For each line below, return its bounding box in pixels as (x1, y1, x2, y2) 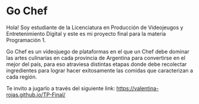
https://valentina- (116, 84, 159, 92)
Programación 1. (6, 36, 46, 43)
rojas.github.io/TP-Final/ (6, 91, 66, 98)
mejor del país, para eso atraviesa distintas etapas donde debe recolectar (6, 61, 187, 68)
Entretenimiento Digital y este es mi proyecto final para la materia (6, 30, 166, 37)
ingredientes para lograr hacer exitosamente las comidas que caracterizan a (6, 67, 194, 74)
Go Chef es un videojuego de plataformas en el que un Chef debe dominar (6, 48, 189, 55)
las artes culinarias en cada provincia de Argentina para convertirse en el (6, 54, 186, 61)
